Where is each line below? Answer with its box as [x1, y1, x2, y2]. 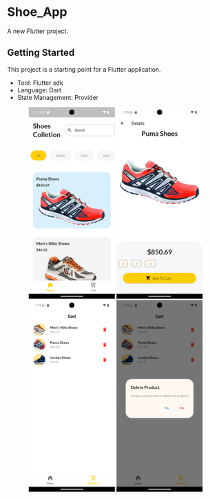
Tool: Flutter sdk [17, 79, 63, 87]
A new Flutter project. [7, 27, 69, 35]
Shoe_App [7, 4, 67, 20]
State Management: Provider [17, 93, 98, 101]
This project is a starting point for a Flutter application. [7, 65, 161, 73]
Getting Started [7, 47, 75, 59]
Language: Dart [17, 85, 62, 94]
